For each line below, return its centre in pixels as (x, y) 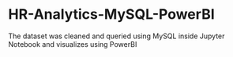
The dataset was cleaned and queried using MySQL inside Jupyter (116, 36)
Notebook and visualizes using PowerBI (73, 44)
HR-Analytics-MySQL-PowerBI (111, 14)
